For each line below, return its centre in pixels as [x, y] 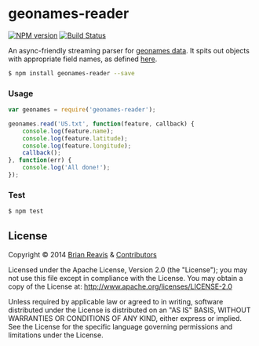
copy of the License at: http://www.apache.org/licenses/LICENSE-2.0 [120, 286]
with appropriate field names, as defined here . [83, 59]
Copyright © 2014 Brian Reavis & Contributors [82, 254]
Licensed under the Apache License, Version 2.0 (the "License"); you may [128, 270]
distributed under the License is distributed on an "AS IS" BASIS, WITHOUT [129, 310]
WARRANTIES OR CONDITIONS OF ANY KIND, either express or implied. [125, 318]
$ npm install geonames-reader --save [71, 73]
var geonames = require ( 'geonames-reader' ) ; [82, 110]
